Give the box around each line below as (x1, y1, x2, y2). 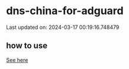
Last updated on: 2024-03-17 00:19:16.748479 (6, 24, 120, 31)
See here (6, 56, 28, 63)
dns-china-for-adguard (6, 4, 124, 18)
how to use (6, 41, 48, 51)
